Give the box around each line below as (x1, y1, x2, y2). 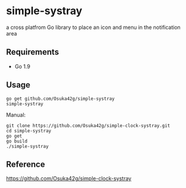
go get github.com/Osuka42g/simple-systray (6, 96, 115, 102)
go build (6, 138, 28, 144)
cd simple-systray (6, 128, 51, 134)
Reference (6, 159, 45, 169)
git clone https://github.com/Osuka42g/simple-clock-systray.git (6, 122, 170, 128)
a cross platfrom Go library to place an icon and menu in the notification (6, 24, 181, 31)
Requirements (6, 47, 59, 57)
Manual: (6, 111, 26, 118)
